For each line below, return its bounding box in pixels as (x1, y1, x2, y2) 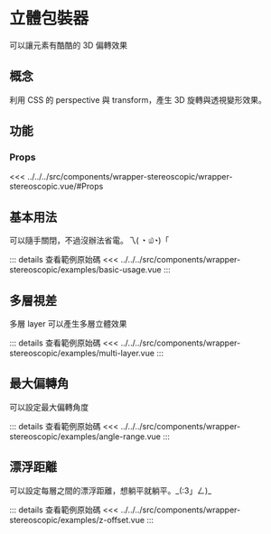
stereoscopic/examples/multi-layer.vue (9, 348, 155, 359)
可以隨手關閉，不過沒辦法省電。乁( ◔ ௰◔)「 (9, 235, 170, 246)
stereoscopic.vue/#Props (9, 181, 104, 192)
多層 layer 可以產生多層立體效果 (9, 318, 127, 329)
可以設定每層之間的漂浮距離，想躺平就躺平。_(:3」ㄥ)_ (9, 484, 212, 496)
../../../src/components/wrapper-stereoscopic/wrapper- (26, 171, 233, 182)
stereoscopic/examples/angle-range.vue (9, 430, 161, 442)
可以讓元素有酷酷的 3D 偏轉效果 (9, 40, 128, 51)
